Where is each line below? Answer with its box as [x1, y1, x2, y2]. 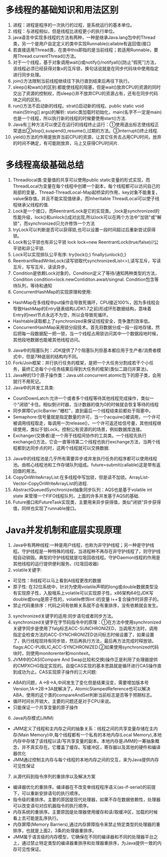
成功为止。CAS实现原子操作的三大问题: [17, 669, 97, 675]
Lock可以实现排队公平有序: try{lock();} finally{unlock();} [12, 251, 127, 257]
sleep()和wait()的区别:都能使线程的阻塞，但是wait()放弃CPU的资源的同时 [12, 84, 161, 90]
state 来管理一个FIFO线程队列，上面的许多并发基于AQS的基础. [12, 493, 140, 499]
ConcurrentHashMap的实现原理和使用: [12, 289, 92, 295]
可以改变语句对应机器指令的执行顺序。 [12, 802, 91, 809]
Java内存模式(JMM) [12, 715, 54, 721]
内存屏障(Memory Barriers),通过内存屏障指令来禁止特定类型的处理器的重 [12, 821, 161, 827]
